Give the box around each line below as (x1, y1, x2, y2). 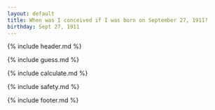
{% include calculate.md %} (7, 69, 88, 77)
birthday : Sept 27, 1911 (7, 23, 80, 30)
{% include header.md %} (7, 42, 82, 51)
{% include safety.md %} (7, 83, 80, 91)
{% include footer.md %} (7, 96, 79, 104)
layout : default (7, 10, 55, 17)
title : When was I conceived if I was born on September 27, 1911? (7, 17, 209, 24)
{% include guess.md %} (7, 56, 79, 64)
